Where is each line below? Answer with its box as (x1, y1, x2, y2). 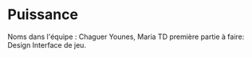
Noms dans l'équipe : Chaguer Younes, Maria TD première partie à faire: (7, 32, 245, 41)
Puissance (7, 6, 79, 24)
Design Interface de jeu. (7, 40, 87, 49)
